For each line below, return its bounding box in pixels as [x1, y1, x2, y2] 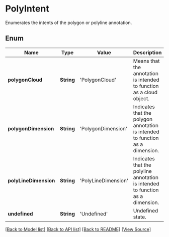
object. [133, 95, 150, 102]
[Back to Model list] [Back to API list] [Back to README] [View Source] [5, 226, 151, 232]
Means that [133, 57, 160, 64]
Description [133, 49, 162, 56]
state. [133, 213, 147, 220]
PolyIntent [5, 3, 49, 15]
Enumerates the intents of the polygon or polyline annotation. [5, 20, 132, 26]
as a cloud [133, 89, 157, 96]
